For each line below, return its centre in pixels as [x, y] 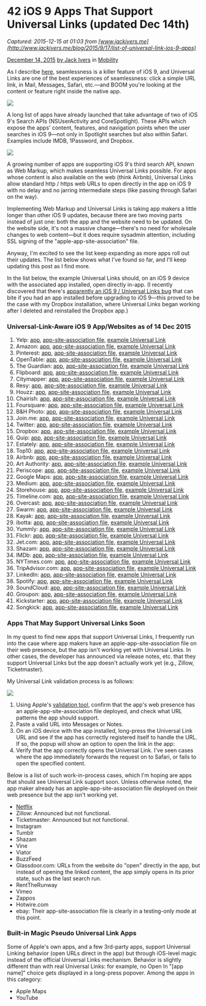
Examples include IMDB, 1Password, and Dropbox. [71, 141]
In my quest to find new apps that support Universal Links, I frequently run [101, 636]
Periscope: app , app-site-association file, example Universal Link [98, 470]
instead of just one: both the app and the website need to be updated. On [100, 222]
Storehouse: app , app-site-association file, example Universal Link [100, 490]
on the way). [23, 196]
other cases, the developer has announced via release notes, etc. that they [101, 656]
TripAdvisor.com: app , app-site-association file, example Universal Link [106, 568]
